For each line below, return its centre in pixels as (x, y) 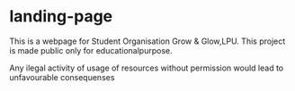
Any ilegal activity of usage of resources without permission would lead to (147, 68)
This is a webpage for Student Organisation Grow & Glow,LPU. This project (147, 41)
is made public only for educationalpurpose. (91, 50)
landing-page (61, 17)
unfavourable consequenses (62, 77)
